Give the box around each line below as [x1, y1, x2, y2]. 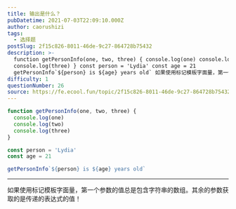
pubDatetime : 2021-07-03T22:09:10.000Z [7, 17, 124, 24]
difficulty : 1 [7, 75, 49, 83]
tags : [7, 29, 23, 37]
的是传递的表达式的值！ [13, 194, 81, 203]
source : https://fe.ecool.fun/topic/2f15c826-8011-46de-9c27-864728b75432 [7, 88, 231, 95]
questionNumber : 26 [7, 82, 65, 89]
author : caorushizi [7, 23, 65, 30]
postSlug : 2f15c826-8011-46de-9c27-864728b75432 [7, 43, 152, 50]
